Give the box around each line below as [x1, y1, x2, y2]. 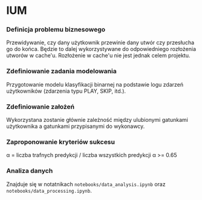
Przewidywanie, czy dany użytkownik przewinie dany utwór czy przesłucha [6, 39, 195, 46]
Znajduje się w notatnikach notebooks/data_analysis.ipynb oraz [6, 180, 166, 188]
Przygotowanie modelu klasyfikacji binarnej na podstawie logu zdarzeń [6, 81, 183, 88]
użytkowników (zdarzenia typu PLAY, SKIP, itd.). [6, 87, 126, 95]
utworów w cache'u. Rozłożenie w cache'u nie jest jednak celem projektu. [6, 52, 191, 59]
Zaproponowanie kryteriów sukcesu [6, 138, 115, 146]
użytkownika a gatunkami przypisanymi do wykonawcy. [6, 122, 145, 130]
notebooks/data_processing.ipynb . [6, 187, 92, 194]
